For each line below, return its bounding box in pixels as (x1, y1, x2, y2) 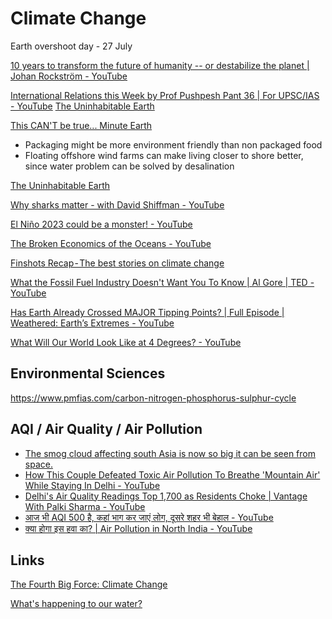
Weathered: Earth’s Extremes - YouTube (10, 317, 175, 329)
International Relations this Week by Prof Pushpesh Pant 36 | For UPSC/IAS (10, 89, 320, 101)
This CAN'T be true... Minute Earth (10, 119, 153, 131)
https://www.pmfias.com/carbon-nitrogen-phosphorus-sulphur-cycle (10, 392, 297, 404)
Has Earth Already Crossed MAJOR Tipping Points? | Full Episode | (10, 306, 285, 318)
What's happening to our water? (10, 598, 143, 610)
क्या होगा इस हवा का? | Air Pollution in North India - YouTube (24, 522, 253, 534)
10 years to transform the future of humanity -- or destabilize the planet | (10, 59, 310, 71)
